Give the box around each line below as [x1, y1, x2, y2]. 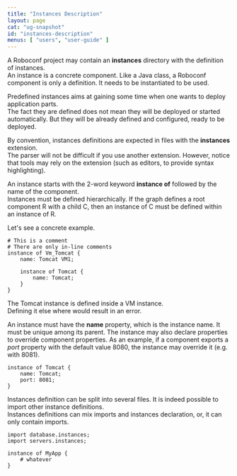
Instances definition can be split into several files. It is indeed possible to [7, 395, 219, 404]
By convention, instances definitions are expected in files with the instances [7, 136, 231, 145]
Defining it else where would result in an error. [7, 307, 142, 315]
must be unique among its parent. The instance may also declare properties [7, 328, 228, 337]
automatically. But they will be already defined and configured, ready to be [7, 115, 225, 124]
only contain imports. [7, 418, 69, 426]
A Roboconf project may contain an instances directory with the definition [7, 56, 224, 64]
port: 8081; [20, 376, 55, 384]
